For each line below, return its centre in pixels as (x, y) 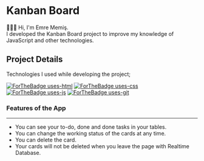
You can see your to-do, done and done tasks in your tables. (91, 127)
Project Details (35, 59)
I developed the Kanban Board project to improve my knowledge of (90, 33)
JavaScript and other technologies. (50, 40)
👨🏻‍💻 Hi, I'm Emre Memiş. (37, 27)
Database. (28, 153)
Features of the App (36, 108)
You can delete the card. (46, 140)
